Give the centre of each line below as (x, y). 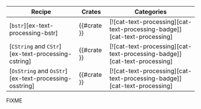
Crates (92, 12)
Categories (150, 12)
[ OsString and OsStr (37, 71)
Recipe (41, 12)
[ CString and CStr (34, 46)
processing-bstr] (33, 33)
